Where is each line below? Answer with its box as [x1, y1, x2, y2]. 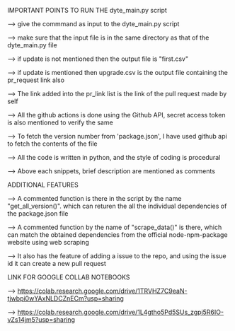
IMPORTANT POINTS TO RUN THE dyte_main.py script [7, 6, 168, 14]
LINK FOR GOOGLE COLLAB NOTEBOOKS [7, 273, 130, 281]
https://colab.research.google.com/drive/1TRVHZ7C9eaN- [17, 286, 188, 295]
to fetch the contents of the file [7, 139, 98, 148]
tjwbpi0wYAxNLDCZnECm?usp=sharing [7, 294, 124, 303]
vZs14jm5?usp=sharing [7, 315, 76, 324]
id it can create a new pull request [7, 260, 106, 267]
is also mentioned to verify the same [7, 118, 113, 127]
